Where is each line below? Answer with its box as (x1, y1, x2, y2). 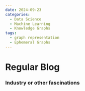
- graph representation (10, 35, 59, 40)
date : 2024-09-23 (5, 7, 42, 12)
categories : (5, 12, 30, 17)
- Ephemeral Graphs (10, 40, 51, 45)
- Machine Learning (10, 21, 51, 26)
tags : (5, 30, 17, 35)
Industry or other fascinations (5, 79, 80, 86)
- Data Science (10, 16, 42, 21)
